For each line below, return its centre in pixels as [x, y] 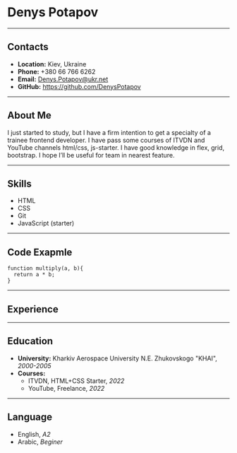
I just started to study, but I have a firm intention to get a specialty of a [109, 132]
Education [30, 341]
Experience [33, 309]
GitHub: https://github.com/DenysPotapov [79, 86]
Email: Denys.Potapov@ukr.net [63, 79]
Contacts [28, 47]
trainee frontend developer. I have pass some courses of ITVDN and [106, 140]
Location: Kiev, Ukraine [52, 64]
